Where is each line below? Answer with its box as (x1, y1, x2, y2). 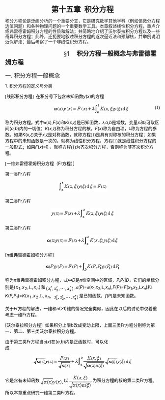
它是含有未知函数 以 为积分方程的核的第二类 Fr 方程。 (5, 377, 157, 383)
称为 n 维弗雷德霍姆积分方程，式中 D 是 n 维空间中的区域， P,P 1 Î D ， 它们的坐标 (5, 277, 155, 284)
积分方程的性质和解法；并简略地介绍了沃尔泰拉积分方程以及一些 (30, 29, 160, 34)
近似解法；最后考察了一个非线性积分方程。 (5, 39, 91, 45)
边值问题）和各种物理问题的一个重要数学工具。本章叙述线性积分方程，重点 (5, 24, 156, 29)
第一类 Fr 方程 (5, 171, 31, 177)
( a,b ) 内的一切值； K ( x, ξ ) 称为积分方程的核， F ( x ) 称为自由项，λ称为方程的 (9, 126, 153, 131)
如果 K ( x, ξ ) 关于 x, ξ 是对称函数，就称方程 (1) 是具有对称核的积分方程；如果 (13, 132, 156, 137)
